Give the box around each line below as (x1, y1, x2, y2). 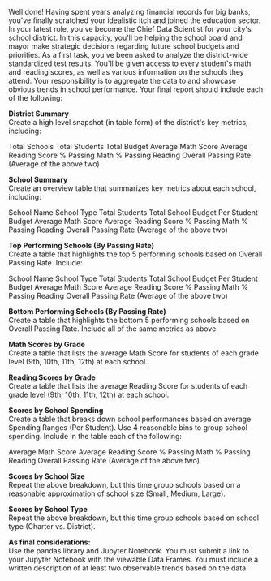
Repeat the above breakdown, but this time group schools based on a (8, 480, 241, 489)
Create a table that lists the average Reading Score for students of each (8, 381, 248, 390)
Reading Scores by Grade (8, 372, 96, 382)
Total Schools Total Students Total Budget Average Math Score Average (8, 142, 248, 151)
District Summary (8, 109, 70, 118)
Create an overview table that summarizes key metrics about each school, (8, 183, 256, 193)
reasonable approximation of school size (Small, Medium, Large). (8, 488, 226, 498)
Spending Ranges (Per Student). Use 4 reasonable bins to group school (8, 423, 247, 433)
